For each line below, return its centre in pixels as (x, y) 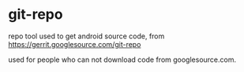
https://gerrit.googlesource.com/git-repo (75, 44)
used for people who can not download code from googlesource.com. (122, 59)
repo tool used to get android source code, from (86, 36)
